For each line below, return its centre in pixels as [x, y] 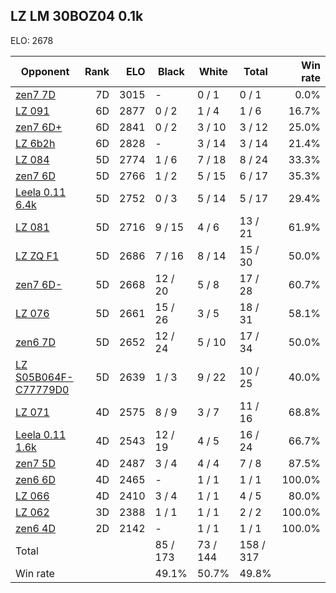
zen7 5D [35, 463]
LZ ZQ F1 [37, 256]
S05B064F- [44, 377]
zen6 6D [35, 479]
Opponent [45, 71]
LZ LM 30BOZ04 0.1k [77, 16]
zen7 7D [35, 94]
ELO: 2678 [32, 40]
